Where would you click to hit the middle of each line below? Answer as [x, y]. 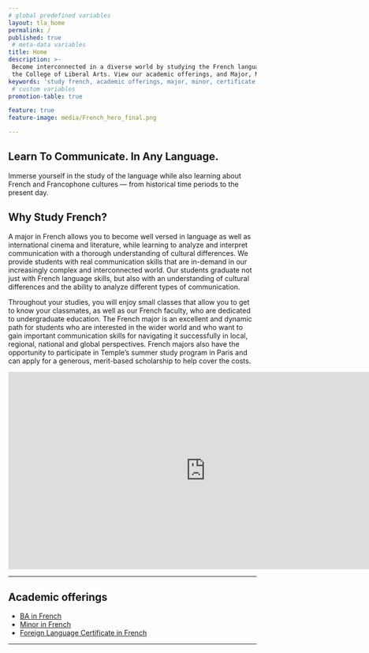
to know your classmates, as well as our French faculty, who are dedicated [129, 310]
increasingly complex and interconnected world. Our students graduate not [130, 270]
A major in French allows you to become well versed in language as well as [130, 236]
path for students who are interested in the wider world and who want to [125, 327]
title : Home [28, 52]
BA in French [40, 616]
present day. [28, 192]
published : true [35, 38]
